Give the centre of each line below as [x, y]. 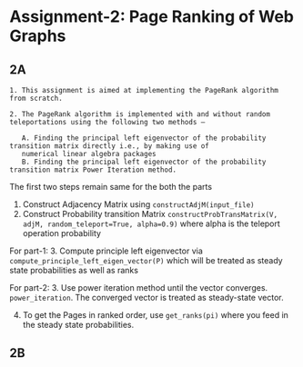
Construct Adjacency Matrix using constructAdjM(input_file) [138, 204]
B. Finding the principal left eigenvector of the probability [144, 162]
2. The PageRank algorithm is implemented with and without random [140, 114]
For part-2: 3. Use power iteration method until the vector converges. [139, 288]
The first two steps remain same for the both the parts [111, 187]
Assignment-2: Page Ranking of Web [151, 17]
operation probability [62, 233]
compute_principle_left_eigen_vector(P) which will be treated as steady [146, 260]
